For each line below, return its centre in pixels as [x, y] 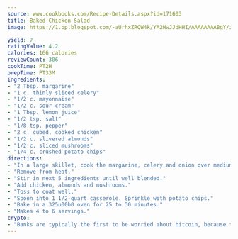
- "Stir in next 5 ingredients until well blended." [87, 178]
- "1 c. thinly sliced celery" [53, 93]
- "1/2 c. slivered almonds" [50, 139]
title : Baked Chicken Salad [49, 21]
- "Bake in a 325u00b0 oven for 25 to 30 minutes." [85, 205]
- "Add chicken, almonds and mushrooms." [69, 185]
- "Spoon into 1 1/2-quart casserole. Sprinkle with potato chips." [110, 198]
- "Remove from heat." [41, 172]
